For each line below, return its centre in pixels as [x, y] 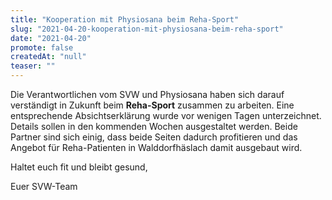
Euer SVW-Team [44, 186]
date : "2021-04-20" [51, 38]
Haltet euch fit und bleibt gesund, [79, 167]
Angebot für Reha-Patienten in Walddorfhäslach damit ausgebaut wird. [156, 147]
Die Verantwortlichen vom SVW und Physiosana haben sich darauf [147, 94]
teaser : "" [33, 66]
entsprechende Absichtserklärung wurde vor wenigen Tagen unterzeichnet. [166, 115]
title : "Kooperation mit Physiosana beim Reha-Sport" [125, 19]
